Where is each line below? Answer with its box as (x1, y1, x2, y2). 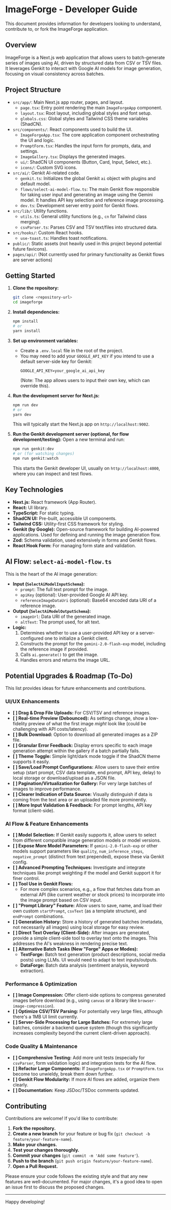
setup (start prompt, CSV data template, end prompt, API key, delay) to (12, 769, 161, 775)
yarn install (12, 328, 41, 333)
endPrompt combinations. (12, 913, 65, 920)
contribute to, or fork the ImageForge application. (5, 26, 108, 32)
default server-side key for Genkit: (20, 358, 93, 364)
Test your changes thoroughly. (12, 1147, 80, 1153)
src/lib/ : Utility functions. (12, 208, 68, 214)
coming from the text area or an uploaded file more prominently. (12, 796, 148, 802)
